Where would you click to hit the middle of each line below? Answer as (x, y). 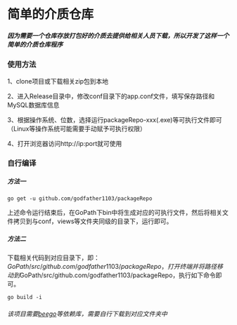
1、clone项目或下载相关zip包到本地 (58, 81)
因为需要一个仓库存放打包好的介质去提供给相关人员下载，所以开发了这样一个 (118, 35)
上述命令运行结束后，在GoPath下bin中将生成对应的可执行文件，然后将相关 (115, 213)
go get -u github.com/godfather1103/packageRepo (80, 199)
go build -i (25, 298)
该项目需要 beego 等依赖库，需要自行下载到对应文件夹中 (87, 314)
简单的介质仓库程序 (35, 44)
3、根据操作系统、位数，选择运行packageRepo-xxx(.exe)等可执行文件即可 (115, 119)
